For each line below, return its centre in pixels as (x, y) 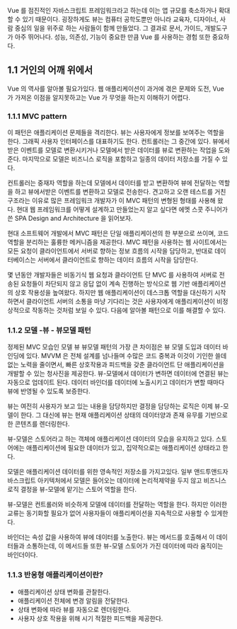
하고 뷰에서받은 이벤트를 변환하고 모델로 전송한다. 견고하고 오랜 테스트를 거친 (120, 192)
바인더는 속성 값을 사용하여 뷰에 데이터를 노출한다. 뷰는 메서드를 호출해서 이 (111, 537)
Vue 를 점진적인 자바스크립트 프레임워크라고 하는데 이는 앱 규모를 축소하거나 (112, 10)
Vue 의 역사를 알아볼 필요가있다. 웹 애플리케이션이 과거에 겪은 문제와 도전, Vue (116, 88)
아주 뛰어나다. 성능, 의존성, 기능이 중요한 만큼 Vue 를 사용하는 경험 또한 (112, 37)
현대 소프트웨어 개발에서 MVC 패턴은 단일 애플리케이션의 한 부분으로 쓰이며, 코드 (118, 233)
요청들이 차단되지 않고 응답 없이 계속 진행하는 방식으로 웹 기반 (105, 284)
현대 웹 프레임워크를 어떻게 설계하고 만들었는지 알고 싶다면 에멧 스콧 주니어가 (122, 209)
